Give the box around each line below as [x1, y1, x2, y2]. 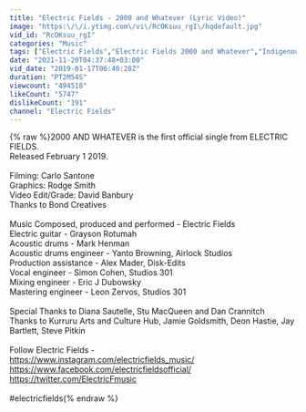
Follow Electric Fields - [9, 345, 96, 355]
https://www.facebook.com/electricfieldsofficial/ [9, 364, 192, 375]
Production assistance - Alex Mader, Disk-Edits [9, 257, 187, 269]
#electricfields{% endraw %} [9, 393, 118, 404]
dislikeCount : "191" [9, 98, 88, 108]
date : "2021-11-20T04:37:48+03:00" [9, 56, 145, 65]
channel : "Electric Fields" [9, 107, 117, 116]
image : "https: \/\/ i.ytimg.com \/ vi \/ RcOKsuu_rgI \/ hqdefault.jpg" [9, 22, 262, 31]
